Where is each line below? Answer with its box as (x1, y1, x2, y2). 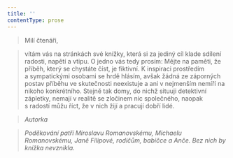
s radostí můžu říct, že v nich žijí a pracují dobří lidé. (24, 101, 175, 110)
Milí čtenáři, (24, 36, 59, 44)
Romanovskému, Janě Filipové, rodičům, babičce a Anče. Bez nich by (24, 136, 226, 144)
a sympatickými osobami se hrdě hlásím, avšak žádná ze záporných (24, 71, 221, 80)
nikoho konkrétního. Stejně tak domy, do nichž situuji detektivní (24, 87, 207, 95)
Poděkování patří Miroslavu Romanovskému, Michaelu (24, 129, 182, 137)
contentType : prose (7, 17, 64, 24)
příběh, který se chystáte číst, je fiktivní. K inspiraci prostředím (24, 64, 205, 73)
